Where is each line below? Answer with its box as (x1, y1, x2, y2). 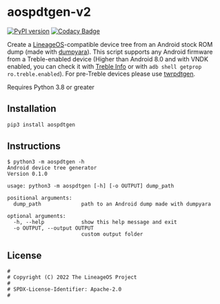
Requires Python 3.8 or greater (7, 83, 95, 91)
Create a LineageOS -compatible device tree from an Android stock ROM (7, 40, 213, 48)
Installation (7, 103, 57, 114)
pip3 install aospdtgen (7, 121, 76, 128)
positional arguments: (7, 194, 72, 202)
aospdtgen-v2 (7, 4, 92, 20)
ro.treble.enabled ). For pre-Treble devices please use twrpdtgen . (7, 70, 195, 78)
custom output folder (81, 231, 143, 238)
